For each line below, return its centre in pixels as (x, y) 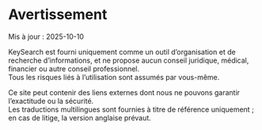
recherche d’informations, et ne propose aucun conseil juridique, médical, (129, 60)
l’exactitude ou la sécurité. (51, 101)
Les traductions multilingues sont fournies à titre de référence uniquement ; (131, 109)
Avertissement (58, 15)
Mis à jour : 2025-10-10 (46, 36)
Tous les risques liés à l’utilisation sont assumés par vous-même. (114, 77)
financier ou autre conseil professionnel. (74, 68)
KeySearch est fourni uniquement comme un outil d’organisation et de (122, 52)
